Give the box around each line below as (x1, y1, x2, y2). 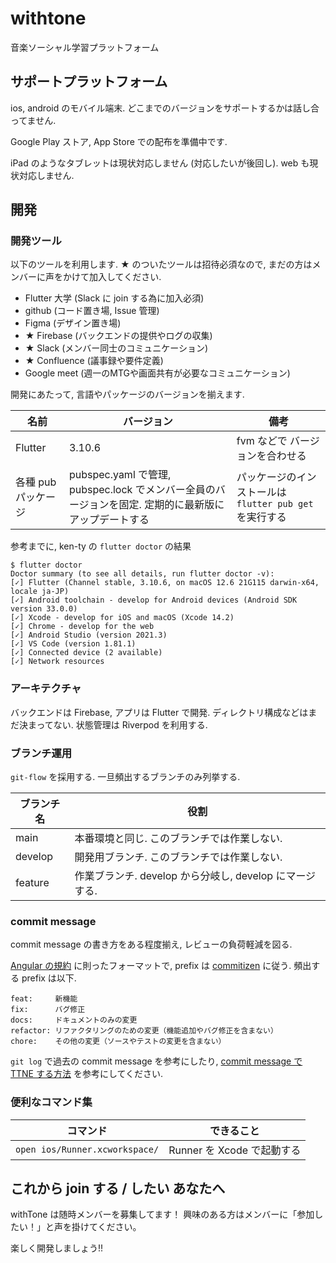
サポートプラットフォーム (10, 73, 168, 91)
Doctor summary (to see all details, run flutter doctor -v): (10, 569, 275, 579)
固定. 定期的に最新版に (118, 498, 225, 512)
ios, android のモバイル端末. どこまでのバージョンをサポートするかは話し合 (10, 102, 320, 114)
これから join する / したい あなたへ (10, 1180, 226, 1197)
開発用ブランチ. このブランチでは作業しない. (74, 850, 283, 864)
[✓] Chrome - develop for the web (10, 622, 155, 632)
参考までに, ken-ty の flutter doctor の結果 (10, 540, 192, 552)
